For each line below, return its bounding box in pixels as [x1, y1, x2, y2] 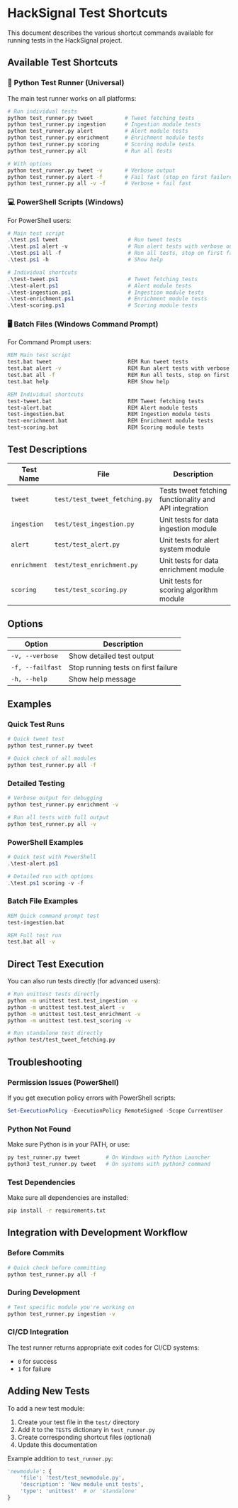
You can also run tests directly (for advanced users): [7, 977, 161, 985]
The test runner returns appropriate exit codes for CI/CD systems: [7, 1343, 200, 1352]
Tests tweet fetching [159, 485, 227, 495]
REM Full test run [7, 931, 62, 939]
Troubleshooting [7, 1056, 83, 1068]
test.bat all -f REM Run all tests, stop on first [7, 371, 230, 379]
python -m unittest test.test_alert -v [7, 1003, 125, 1011]
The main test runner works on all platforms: [7, 94, 137, 102]
